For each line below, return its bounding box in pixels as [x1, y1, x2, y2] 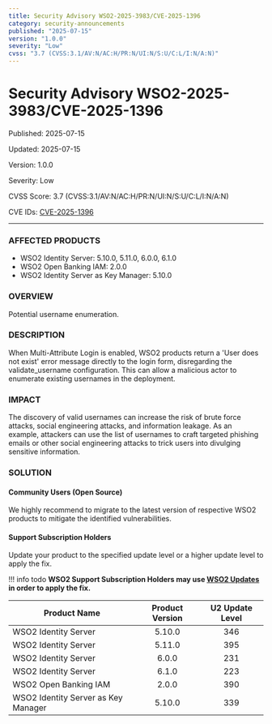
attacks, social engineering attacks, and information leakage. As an [8, 421, 232, 431]
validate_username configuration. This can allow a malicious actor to [8, 365, 237, 375]
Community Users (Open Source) [8, 487, 123, 497]
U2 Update [210, 602, 253, 614]
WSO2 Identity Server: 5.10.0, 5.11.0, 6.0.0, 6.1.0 [19, 253, 176, 263]
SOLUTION [8, 467, 53, 478]
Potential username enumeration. [8, 309, 120, 319]
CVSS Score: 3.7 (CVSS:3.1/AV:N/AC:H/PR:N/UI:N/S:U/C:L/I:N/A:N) [8, 191, 229, 201]
